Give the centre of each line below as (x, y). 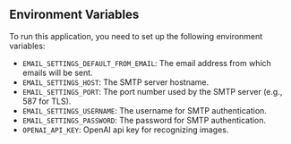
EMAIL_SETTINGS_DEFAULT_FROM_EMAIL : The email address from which (146, 63)
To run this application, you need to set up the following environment (136, 36)
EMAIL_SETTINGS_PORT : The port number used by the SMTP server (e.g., (152, 91)
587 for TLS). (47, 101)
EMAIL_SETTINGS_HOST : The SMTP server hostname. (115, 82)
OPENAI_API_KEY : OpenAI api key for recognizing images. (125, 130)
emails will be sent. (57, 72)
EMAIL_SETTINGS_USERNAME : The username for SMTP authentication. (144, 110)
